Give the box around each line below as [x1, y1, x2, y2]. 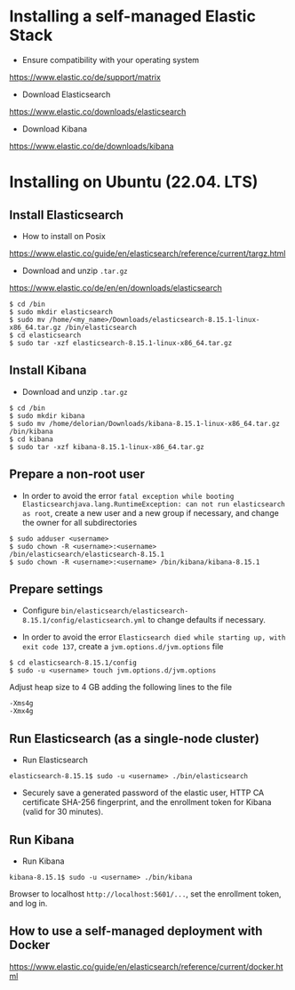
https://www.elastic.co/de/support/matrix [9, 71, 162, 82]
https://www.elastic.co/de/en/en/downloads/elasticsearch [9, 282, 222, 293]
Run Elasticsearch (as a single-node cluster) [9, 731, 260, 746]
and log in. [9, 898, 48, 908]
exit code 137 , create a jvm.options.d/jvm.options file [21, 641, 224, 652]
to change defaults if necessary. [147, 615, 267, 625]
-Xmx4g [9, 707, 34, 716]
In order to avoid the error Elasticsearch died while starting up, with [21, 632, 286, 642]
